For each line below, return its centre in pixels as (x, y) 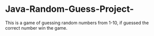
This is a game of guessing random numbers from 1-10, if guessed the (77, 23)
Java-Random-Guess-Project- (70, 9)
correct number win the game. (36, 28)
